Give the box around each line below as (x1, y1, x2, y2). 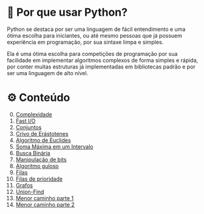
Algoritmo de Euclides (15, 136, 72, 144)
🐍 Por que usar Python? (7, 5, 128, 19)
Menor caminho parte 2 (15, 201, 75, 208)
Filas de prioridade (15, 175, 63, 182)
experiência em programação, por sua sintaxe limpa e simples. (7, 38, 164, 45)
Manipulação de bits (15, 156, 67, 163)
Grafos (15, 181, 33, 189)
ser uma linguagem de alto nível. (7, 69, 89, 76)
